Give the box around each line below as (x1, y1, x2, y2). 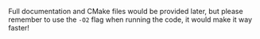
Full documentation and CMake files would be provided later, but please (8, 7, 244, 16)
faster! (8, 23, 30, 32)
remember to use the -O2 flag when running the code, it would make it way (8, 15, 253, 24)
